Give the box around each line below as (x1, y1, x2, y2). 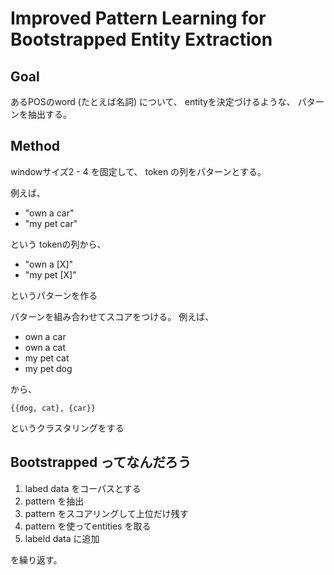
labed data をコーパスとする (24, 482, 142, 494)
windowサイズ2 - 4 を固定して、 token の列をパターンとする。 (10, 165, 267, 177)
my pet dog (24, 362, 73, 374)
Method (10, 138, 61, 155)
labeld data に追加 (24, 532, 100, 544)
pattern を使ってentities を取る (24, 520, 152, 532)
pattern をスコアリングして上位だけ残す (24, 507, 189, 519)
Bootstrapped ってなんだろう (10, 454, 192, 471)
